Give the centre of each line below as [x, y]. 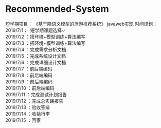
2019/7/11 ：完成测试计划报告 [36, 94]
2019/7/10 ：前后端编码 [30, 88]
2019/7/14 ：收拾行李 [28, 114]
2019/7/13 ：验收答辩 [28, 107]
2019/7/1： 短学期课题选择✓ [35, 30]
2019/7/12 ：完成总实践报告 [34, 101]
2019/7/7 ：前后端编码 [29, 69]
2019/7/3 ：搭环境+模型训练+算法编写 [46, 43]
